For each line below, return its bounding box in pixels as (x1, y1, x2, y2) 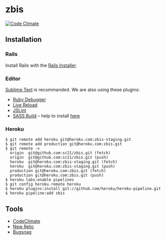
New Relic (12, 224, 34, 230)
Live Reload (12, 102, 38, 108)
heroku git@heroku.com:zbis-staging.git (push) (10, 164, 115, 169)
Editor (5, 75, 21, 82)
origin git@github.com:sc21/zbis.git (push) (10, 155, 109, 160)
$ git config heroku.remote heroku (5, 182, 81, 187)
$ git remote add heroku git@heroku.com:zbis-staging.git (5, 137, 131, 142)
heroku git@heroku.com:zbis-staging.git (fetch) (10, 159, 117, 164)
